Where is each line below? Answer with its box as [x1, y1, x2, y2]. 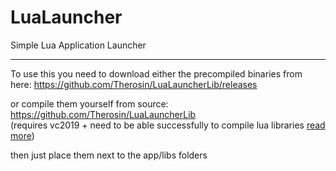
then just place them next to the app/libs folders [10, 149, 208, 161]
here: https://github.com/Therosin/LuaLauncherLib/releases [10, 78, 258, 90]
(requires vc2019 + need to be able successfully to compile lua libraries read [10, 119, 326, 131]
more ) [10, 129, 35, 141]
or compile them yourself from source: [10, 97, 169, 110]
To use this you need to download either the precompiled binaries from [10, 67, 303, 80]
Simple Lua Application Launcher [10, 39, 147, 51]
